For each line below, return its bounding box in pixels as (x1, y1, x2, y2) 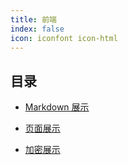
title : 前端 (10, 14, 57, 25)
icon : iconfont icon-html (10, 33, 118, 43)
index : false (10, 24, 65, 34)
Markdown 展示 (24, 101, 90, 113)
